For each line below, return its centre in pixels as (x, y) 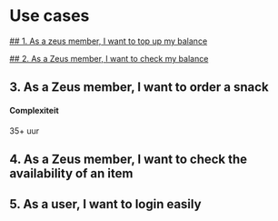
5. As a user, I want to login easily (105, 204)
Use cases (50, 16)
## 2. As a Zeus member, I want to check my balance (109, 58)
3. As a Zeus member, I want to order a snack (139, 87)
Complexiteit (34, 110)
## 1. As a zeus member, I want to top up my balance (109, 41)
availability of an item (71, 173)
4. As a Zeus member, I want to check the (129, 159)
